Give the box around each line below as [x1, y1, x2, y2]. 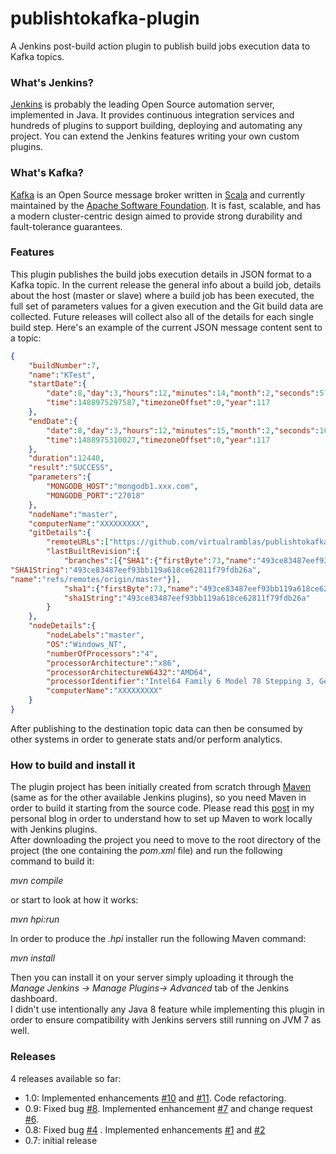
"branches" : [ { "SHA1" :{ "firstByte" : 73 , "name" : [63, 556, 257, 566]
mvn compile [10, 875, 64, 887]
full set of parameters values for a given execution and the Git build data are [10, 300, 324, 312]
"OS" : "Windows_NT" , [46, 639, 128, 649]
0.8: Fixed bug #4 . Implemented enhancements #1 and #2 [24, 1123, 266, 1136]
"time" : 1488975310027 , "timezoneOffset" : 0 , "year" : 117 [46, 435, 271, 445]
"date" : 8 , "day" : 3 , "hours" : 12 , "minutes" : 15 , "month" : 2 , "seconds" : [46, 425, 320, 436]
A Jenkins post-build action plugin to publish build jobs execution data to [10, 40, 311, 52]
